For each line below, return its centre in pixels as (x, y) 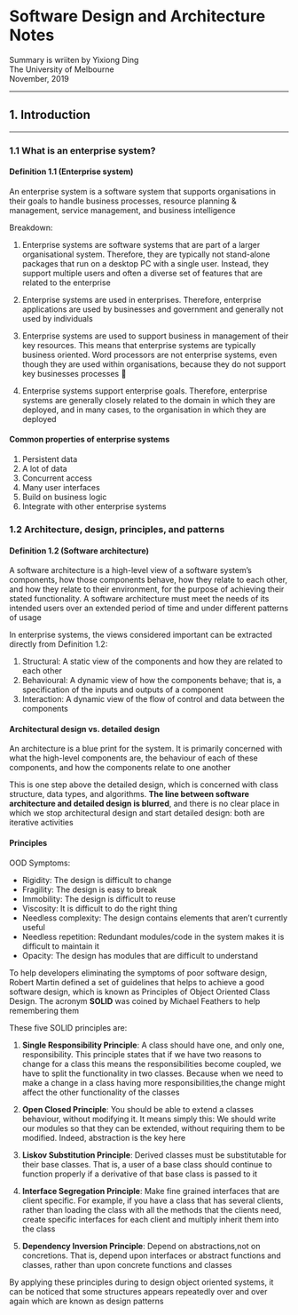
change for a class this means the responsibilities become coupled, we (152, 1064)
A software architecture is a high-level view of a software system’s (131, 570)
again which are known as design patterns (86, 1301)
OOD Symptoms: (40, 863)
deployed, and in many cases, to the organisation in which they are (144, 410)
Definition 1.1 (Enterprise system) (71, 171)
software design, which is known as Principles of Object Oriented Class (140, 992)
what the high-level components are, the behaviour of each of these (134, 758)
